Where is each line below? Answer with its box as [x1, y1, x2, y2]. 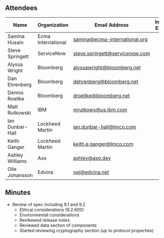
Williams [7, 158, 27, 165]
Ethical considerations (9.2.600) [19, 207, 84, 213]
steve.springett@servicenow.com [73, 50, 150, 57]
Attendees [5, 4, 38, 12]
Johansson [7, 171, 33, 178]
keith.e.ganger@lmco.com [73, 141, 133, 147]
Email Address [94, 22, 129, 28]
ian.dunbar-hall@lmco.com [73, 123, 137, 130]
